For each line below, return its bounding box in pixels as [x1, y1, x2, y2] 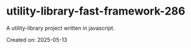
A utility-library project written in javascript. [6, 24, 115, 32]
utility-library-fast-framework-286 [6, 4, 186, 18]
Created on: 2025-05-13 [6, 36, 68, 43]
